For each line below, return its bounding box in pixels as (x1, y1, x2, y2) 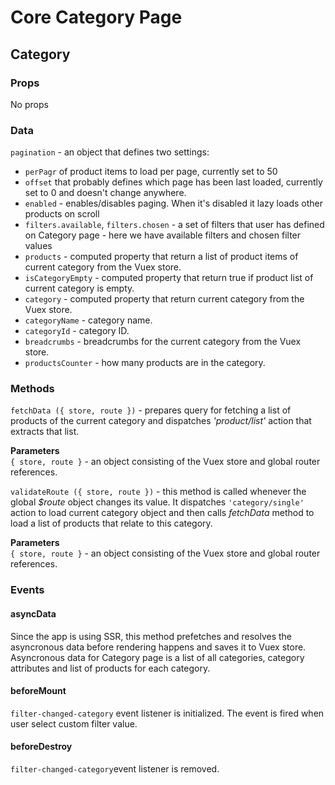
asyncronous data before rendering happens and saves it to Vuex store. (10, 641, 307, 653)
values (24, 240, 53, 252)
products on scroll (24, 208, 100, 220)
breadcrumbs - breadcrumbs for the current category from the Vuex (24, 336, 302, 348)
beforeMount (10, 685, 67, 697)
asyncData (10, 607, 57, 620)
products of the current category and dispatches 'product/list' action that (10, 415, 312, 427)
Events (10, 583, 45, 597)
